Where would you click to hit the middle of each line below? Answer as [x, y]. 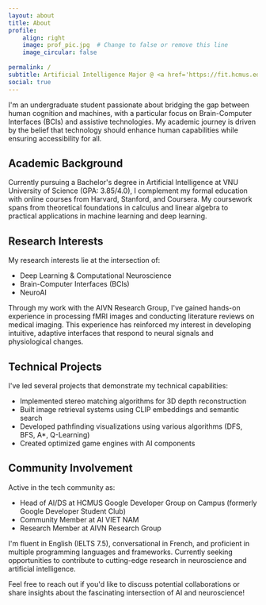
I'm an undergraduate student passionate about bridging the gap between [129, 105]
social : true [30, 82]
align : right [44, 38]
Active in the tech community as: [62, 487]
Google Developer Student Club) [73, 511]
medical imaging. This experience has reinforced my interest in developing [130, 325]
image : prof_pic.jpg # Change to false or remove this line [125, 45]
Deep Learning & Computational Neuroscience [95, 276]
